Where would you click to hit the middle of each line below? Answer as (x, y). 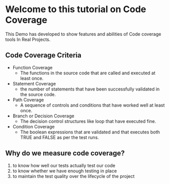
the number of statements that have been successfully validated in (90, 89)
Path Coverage (28, 100)
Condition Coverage (33, 126)
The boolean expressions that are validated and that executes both (90, 132)
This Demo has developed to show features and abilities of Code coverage (83, 34)
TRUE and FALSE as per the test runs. (59, 137)
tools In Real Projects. (28, 39)
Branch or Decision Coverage (43, 116)
